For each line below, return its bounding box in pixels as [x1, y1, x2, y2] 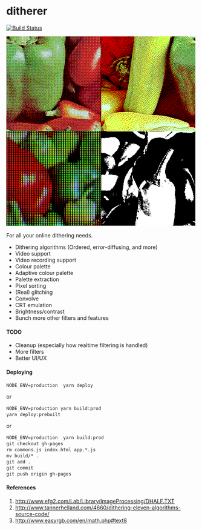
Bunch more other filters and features [15, 314, 109, 322]
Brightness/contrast [15, 308, 65, 315]
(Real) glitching [15, 288, 53, 296]
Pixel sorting [15, 282, 47, 289]
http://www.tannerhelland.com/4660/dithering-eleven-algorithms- [15, 504, 181, 511]
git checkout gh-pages [6, 441, 64, 447]
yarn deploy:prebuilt [6, 412, 61, 418]
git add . [6, 459, 31, 465]
